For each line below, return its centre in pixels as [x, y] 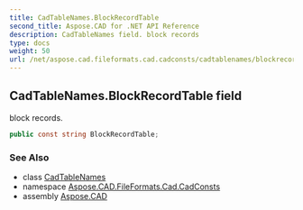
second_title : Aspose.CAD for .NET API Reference [105, 26]
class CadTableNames [64, 177]
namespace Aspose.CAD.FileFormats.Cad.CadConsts [121, 187]
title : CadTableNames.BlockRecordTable [84, 18]
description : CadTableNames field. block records [105, 34]
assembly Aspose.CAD [65, 196]
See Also [29, 157]
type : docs [30, 43]
